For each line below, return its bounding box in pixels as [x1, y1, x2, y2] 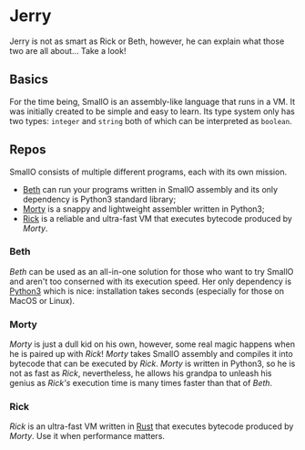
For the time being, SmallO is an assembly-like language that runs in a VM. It [9, 96, 296, 107]
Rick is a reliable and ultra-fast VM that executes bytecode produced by [22, 213, 293, 224]
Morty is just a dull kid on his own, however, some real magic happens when [9, 339, 296, 350]
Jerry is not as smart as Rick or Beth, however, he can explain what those [9, 36, 285, 47]
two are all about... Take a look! [9, 45, 127, 56]
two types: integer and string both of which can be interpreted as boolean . [9, 115, 293, 126]
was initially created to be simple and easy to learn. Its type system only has [9, 106, 296, 117]
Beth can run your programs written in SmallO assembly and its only [22, 183, 279, 194]
